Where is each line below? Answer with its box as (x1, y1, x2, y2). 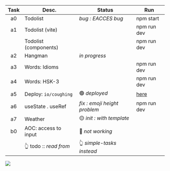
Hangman (24, 52, 48, 59)
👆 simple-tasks (79, 140, 117, 146)
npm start (136, 15, 159, 22)
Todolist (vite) (24, 26, 58, 33)
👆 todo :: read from (24, 143, 70, 149)
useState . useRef (24, 103, 67, 110)
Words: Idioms (24, 64, 59, 70)
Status (97, 7, 114, 13)
